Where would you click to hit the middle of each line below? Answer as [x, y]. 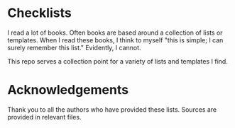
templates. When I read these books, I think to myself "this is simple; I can [115, 40]
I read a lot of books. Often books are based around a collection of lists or [115, 33]
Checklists [40, 13]
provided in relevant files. [44, 117]
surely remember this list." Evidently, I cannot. [74, 47]
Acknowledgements [68, 90]
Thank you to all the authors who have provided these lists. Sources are [112, 109]
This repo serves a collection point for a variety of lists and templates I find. [118, 61]
